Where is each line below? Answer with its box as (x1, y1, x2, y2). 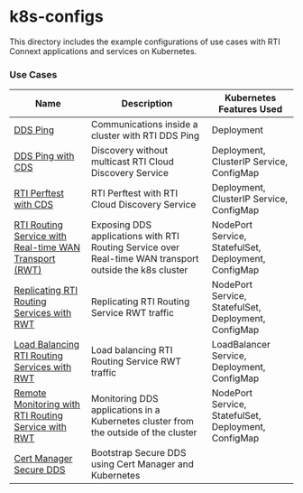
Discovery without (90, 144, 169, 157)
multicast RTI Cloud (90, 155, 174, 168)
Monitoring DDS (90, 393, 159, 405)
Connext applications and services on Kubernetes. (9, 45, 197, 56)
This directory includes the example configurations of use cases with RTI (9, 36, 281, 47)
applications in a (90, 404, 161, 416)
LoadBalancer (211, 339, 271, 351)
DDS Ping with (14, 150, 75, 163)
